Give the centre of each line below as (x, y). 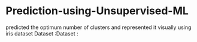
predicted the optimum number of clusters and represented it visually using (99, 27)
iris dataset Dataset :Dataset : (42, 33)
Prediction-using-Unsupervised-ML (97, 11)
